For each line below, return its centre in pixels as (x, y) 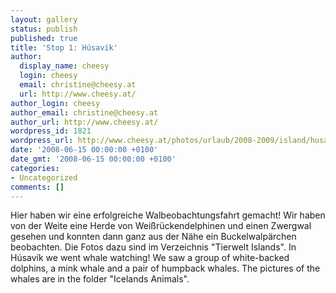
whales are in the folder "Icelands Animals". (100, 279)
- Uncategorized (44, 177)
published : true (44, 38)
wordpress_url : (42, 141)
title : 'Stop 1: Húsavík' (64, 47)
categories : (35, 168)
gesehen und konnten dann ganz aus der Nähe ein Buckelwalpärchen (153, 237)
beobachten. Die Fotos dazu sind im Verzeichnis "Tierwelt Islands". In (153, 247)
